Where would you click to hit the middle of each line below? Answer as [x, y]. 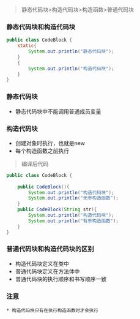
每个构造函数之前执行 [42, 151]
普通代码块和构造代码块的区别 [50, 249]
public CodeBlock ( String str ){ [57, 210]
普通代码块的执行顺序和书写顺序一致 [61, 279]
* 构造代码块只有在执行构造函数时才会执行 [53, 311]
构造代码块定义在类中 [42, 263]
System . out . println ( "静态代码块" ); [71, 51]
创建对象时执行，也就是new [50, 143]
